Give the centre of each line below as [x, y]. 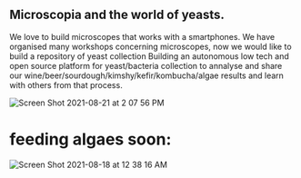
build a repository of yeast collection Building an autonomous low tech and [149, 56]
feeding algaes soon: [90, 139]
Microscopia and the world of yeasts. [117, 15]
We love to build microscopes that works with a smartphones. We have [142, 36]
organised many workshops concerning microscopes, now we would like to [151, 46]
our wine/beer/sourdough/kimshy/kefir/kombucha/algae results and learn [147, 75]
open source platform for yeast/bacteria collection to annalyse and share [146, 65]
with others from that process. [66, 84]
